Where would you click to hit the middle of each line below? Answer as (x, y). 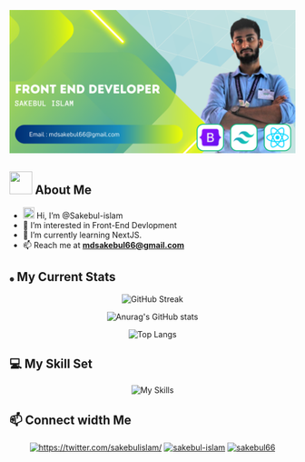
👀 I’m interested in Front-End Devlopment (99, 225)
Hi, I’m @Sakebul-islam (79, 216)
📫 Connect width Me (70, 420)
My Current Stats (66, 277)
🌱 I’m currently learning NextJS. (82, 235)
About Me (64, 191)
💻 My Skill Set (51, 364)
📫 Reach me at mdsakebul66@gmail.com (103, 245)
